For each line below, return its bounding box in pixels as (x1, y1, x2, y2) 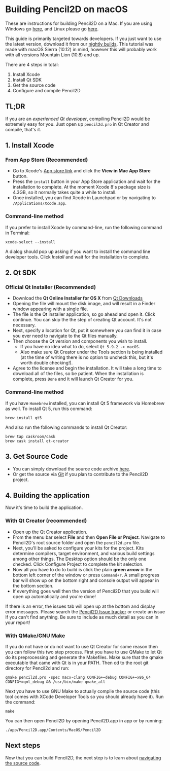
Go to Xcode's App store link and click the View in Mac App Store (12, 168, 151, 174)
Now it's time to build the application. (5, 504, 83, 510)
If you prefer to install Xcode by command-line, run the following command (5, 224, 162, 230)
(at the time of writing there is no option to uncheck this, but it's (20, 354, 153, 360)
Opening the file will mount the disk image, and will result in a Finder (12, 301, 156, 307)
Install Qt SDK (12, 77, 42, 83)
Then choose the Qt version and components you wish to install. (12, 338, 148, 344)
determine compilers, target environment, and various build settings (12, 550, 155, 556)
